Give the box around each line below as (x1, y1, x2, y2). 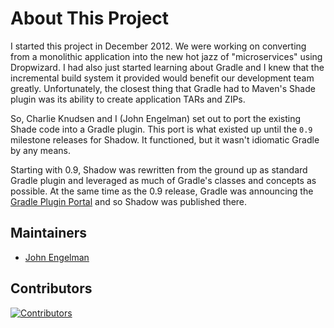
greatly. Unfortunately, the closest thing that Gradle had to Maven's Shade (10, 82, 316, 94)
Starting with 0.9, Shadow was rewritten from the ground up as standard (10, 163, 308, 176)
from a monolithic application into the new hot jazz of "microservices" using (10, 50, 323, 62)
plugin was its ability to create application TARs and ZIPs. (10, 93, 246, 105)
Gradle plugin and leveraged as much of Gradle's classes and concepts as (10, 174, 317, 186)
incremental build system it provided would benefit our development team (10, 72, 315, 84)
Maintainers (10, 225, 88, 242)
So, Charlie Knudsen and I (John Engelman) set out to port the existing (10, 112, 302, 124)
